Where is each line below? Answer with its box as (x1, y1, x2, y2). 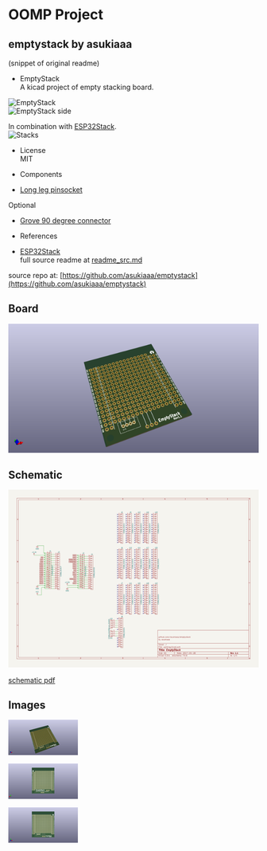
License (19, 146, 46, 155)
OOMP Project (8, 6, 104, 24)
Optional (8, 201, 37, 210)
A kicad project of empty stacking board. (19, 82, 154, 92)
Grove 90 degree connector (19, 216, 111, 225)
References (19, 231, 58, 241)
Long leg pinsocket (19, 185, 83, 194)
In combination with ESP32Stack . (8, 122, 117, 131)
